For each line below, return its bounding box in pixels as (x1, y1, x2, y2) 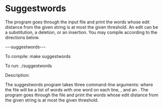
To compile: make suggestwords (5, 53, 71, 59)
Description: (5, 72, 30, 78)
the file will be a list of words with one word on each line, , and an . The (5, 87, 148, 92)
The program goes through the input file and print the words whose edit (5, 19, 150, 25)
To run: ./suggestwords (5, 63, 52, 69)
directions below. (5, 35, 40, 40)
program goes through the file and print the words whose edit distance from (5, 92, 159, 98)
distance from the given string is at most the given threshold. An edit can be (5, 24, 158, 30)
